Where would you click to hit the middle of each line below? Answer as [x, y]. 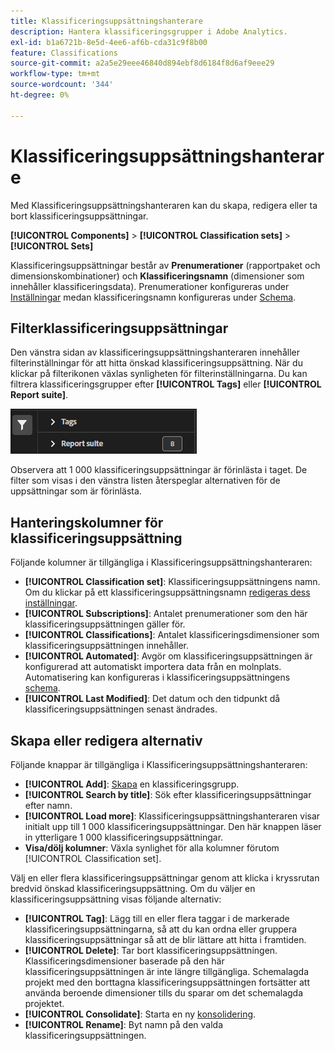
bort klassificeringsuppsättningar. [79, 216]
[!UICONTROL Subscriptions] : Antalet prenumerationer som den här [166, 614]
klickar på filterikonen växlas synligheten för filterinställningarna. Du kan [159, 374]
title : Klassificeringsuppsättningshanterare [106, 21]
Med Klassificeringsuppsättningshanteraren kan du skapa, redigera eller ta [164, 205]
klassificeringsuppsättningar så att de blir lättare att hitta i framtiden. [165, 939]
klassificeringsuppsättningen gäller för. [105, 624]
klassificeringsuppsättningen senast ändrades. [121, 709]
